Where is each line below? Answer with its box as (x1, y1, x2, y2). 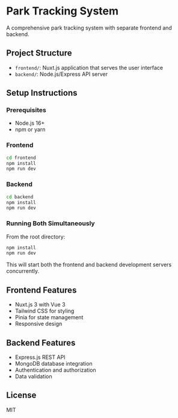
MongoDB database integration (14, 360, 93, 367)
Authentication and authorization (14, 366, 96, 373)
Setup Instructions (6, 88, 78, 98)
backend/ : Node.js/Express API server (14, 70, 108, 78)
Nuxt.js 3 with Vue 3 (14, 301, 66, 308)
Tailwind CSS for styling (14, 307, 75, 314)
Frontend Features (6, 285, 77, 295)
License (6, 390, 37, 401)
